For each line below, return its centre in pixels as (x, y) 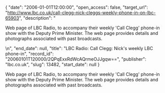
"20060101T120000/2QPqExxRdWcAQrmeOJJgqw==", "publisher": (76, 59)
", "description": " (37, 18)
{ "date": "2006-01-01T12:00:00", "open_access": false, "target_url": (77, 7)
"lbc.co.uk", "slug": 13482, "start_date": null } (53, 64)
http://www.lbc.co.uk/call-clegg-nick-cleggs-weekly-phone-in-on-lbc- (81, 13)
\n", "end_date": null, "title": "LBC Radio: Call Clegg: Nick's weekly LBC (79, 48)
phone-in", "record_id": (30, 54)
